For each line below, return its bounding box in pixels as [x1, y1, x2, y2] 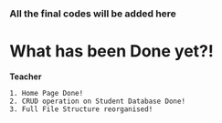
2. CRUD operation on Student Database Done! [9, 97, 185, 106]
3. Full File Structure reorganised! [9, 104, 153, 114]
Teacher [9, 71, 42, 82]
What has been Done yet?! [9, 41, 215, 62]
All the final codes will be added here [9, 7, 176, 20]
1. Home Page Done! [9, 88, 84, 97]
